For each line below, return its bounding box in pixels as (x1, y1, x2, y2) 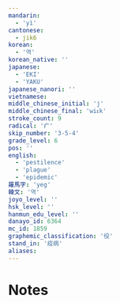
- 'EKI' (15, 70, 41, 78)
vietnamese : (8, 93, 47, 100)
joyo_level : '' (8, 195, 58, 203)
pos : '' (8, 144, 34, 152)
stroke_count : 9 (8, 115, 62, 123)
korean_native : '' (8, 56, 69, 64)
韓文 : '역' (8, 187, 40, 196)
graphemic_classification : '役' (8, 233, 114, 241)
